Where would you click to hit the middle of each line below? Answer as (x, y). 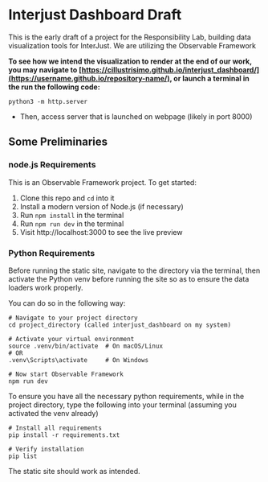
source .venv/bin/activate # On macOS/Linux (85, 346)
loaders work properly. (46, 287)
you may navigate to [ (45, 69)
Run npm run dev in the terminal (72, 224)
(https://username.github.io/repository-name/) (89, 78)
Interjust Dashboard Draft (95, 15)
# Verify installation (46, 449)
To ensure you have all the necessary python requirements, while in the (126, 396)
